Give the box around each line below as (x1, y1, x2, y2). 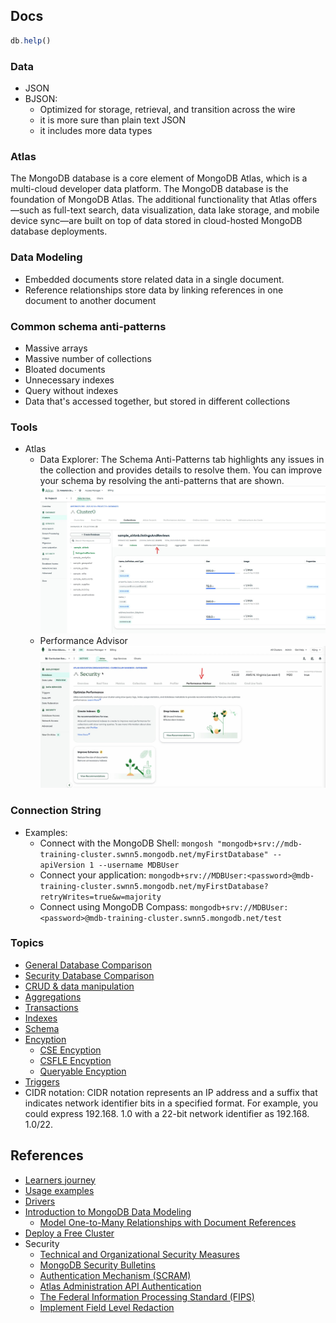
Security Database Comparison (24, 969, 155, 981)
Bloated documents (24, 363, 106, 375)
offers (292, 194, 318, 206)
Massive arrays (24, 342, 88, 354)
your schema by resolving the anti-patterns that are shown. (39, 475, 285, 487)
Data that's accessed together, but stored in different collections (24, 395, 291, 407)
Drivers (24, 1195, 56, 1207)
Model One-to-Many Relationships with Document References (39, 1216, 297, 1228)
